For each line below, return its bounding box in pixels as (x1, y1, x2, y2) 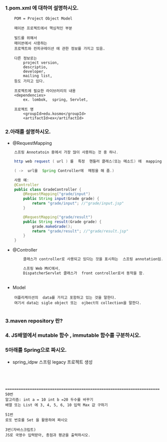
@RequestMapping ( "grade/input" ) (23, 191, 91, 196)
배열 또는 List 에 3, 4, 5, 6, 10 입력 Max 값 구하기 (5, 402, 108, 407)
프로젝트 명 (14, 107, 34, 112)
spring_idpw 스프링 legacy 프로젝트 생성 (12, 359, 93, 365)
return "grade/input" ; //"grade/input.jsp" (31, 201, 124, 206)
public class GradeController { (14, 187, 81, 192)
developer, (23, 69, 46, 74)
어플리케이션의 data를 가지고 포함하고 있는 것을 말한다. (14, 295, 116, 300)
